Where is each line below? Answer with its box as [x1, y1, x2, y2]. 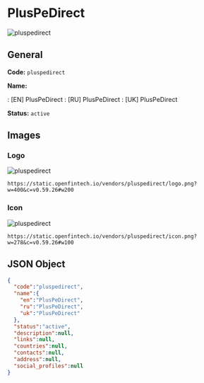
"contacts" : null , [13, 349, 65, 357]
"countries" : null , [13, 343, 68, 350]
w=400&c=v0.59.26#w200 [7, 186, 74, 194]
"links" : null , [13, 336, 55, 343]
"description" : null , [13, 329, 74, 337]
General [7, 49, 44, 61]
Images [7, 130, 41, 142]
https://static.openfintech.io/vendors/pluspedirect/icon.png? [7, 232, 198, 240]
